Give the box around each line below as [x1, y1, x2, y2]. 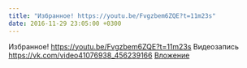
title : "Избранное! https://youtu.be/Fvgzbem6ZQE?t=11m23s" [8, 11, 217, 20]
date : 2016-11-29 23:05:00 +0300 [8, 19, 122, 28]
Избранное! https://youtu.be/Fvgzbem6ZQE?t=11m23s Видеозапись [8, 41, 240, 51]
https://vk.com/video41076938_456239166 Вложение [8, 50, 190, 60]
